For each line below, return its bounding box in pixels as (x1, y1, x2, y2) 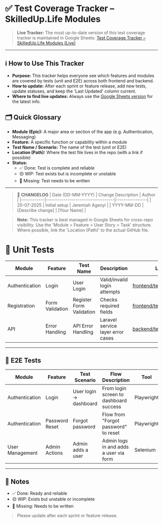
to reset (102, 429, 120, 436)
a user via (102, 449, 125, 456)
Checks (100, 296, 118, 303)
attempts (100, 288, 120, 295)
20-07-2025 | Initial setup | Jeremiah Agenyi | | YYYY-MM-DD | (16, 202, 144, 208)
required (100, 302, 120, 309)
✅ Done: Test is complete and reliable (19, 165, 95, 171)
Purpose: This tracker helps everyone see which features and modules (12, 73, 154, 78)
